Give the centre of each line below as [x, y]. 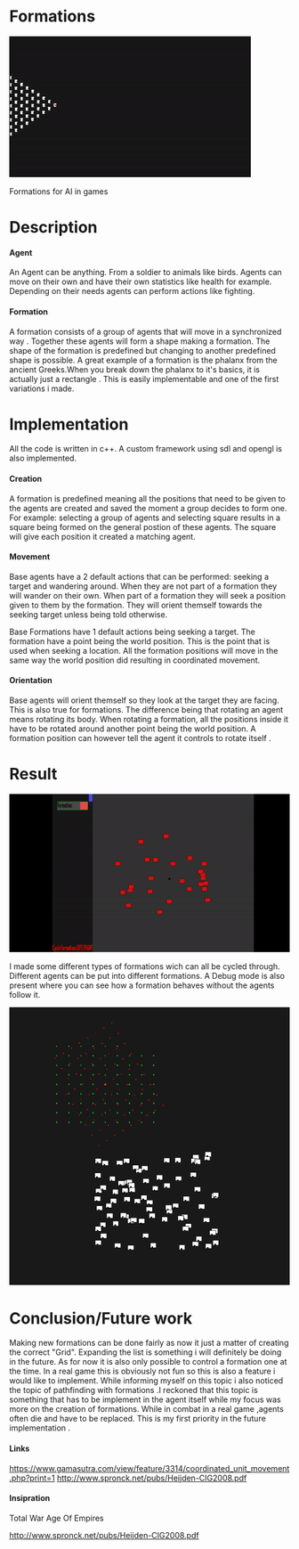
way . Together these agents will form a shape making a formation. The [140, 341]
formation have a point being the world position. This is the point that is [140, 641]
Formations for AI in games [59, 191]
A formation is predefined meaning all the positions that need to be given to [148, 498]
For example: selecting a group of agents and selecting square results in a [145, 518]
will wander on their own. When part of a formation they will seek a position [148, 595]
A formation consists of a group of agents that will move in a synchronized [145, 331]
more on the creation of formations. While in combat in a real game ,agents [147, 1409]
